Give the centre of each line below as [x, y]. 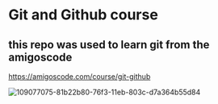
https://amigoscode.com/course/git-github [80, 77]
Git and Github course [84, 15]
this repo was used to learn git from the [109, 45]
